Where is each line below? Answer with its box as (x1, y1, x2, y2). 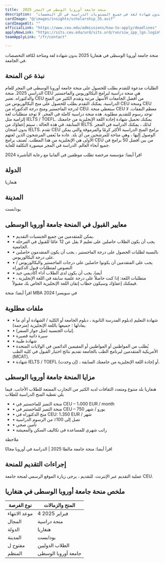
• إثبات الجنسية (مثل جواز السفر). (12, 327, 75, 333)
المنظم (7, 550, 23, 557)
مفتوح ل (7, 542, 26, 549)
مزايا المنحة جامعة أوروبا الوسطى (5, 373, 95, 381)
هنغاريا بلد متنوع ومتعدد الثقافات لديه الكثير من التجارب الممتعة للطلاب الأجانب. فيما (5, 386, 157, 392)
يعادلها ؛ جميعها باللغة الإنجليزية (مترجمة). (12, 322, 87, 328)
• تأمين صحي (12, 422, 37, 428)
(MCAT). (12, 353, 29, 359)
